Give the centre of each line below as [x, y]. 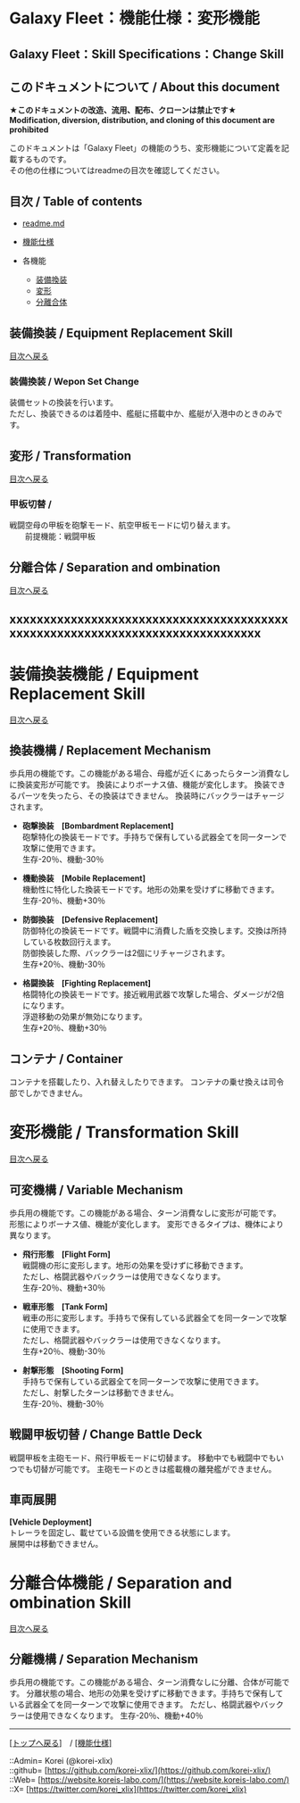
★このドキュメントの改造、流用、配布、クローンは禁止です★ [123, 110]
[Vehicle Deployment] [50, 1522]
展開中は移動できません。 [56, 1543]
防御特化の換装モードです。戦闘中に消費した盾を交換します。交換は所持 [154, 931]
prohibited [29, 129]
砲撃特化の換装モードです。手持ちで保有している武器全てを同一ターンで [154, 837]
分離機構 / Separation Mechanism [104, 1659]
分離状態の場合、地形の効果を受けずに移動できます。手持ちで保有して [155, 1693]
